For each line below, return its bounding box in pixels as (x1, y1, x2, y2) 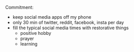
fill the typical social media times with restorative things (12, 25, 129, 31)
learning (20, 41, 38, 47)
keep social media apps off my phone (12, 14, 91, 20)
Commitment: (5, 5, 34, 10)
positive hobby (20, 30, 52, 36)
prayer (20, 35, 35, 41)
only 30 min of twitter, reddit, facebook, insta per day (12, 20, 124, 25)
